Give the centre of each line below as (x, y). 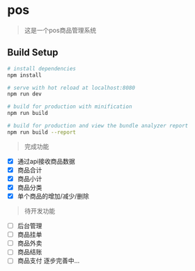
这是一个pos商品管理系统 (60, 30)
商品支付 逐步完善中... (48, 261)
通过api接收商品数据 (46, 161)
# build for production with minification (70, 107)
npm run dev (24, 94)
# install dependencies (42, 68)
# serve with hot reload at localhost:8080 (71, 88)
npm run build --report (42, 132)
